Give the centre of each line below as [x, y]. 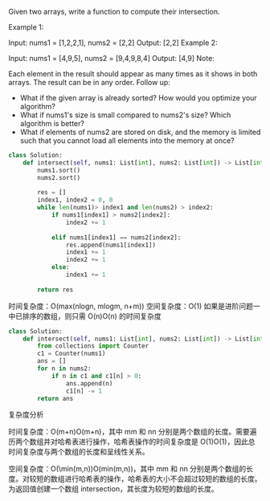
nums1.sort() [59, 170]
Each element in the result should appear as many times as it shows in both [133, 74]
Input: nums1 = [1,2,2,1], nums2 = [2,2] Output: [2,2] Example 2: [113, 43]
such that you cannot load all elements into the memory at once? [127, 141]
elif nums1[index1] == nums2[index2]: [116, 237]
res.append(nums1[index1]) [111, 245]
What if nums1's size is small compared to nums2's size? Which [125, 115]
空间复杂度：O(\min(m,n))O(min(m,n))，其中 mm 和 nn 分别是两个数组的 [127, 469]
